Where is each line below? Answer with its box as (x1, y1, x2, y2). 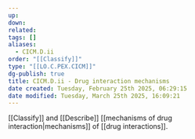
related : (8, 26, 37, 34)
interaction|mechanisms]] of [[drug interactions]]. (8, 122, 168, 131)
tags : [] (8, 33, 37, 42)
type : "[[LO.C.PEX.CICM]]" (8, 63, 96, 71)
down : (8, 19, 26, 27)
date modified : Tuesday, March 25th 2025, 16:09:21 (8, 92, 180, 100)
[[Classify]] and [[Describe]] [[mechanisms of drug (8, 113, 172, 123)
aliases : (8, 41, 37, 49)
